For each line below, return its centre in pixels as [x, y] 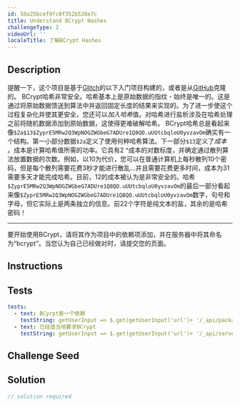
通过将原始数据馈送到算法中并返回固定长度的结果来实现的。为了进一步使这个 [120, 105]
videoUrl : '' [27, 34]
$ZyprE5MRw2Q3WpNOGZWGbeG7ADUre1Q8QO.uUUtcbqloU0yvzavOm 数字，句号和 [125, 194]
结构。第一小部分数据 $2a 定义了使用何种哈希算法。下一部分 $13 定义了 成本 [120, 141]
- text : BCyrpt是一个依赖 [50, 314]
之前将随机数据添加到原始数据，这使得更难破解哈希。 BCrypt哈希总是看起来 [119, 123]
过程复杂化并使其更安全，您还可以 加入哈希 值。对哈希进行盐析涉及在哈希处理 [120, 114]
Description [34, 70]
